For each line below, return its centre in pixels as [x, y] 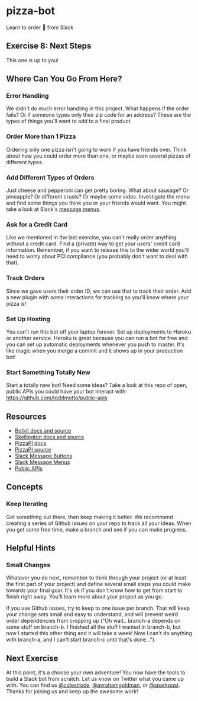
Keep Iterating [27, 504]
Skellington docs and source [49, 437]
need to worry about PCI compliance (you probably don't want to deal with [97, 257]
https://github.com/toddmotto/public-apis [57, 398]
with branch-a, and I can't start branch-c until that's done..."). [81, 640]
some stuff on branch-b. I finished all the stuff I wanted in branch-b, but [94, 627]
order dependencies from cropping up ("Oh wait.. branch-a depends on [94, 621]
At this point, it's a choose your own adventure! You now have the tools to [96, 673]
